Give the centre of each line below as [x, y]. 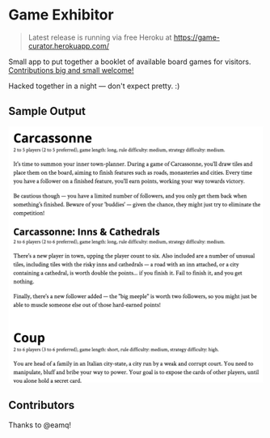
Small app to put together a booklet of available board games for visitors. [130, 62]
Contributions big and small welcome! [72, 70]
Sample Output [47, 111]
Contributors [42, 405]
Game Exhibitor [61, 15]
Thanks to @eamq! [40, 425]
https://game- [196, 37]
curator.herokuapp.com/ [69, 45]
